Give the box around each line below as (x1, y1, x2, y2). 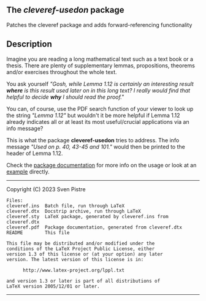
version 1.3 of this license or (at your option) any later (6, 251, 164, 257)
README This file (6, 229, 70, 235)
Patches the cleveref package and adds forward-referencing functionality (6, 21, 193, 28)
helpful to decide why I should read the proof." (6, 93, 124, 101)
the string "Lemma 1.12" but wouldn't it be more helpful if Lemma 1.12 (6, 112, 180, 119)
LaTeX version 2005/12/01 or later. (6, 283, 100, 289)
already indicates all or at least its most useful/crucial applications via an (6, 118, 189, 125)
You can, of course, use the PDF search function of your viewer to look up (6, 105, 194, 112)
